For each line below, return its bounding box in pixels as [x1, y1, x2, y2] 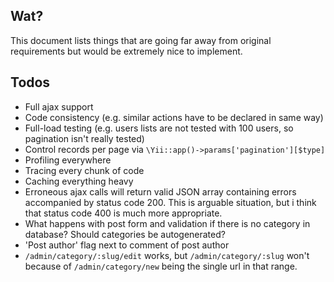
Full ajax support [24, 100, 94, 113]
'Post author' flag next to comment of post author [24, 239, 230, 251]
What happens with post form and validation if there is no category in [24, 217, 311, 229]
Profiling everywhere [24, 154, 112, 166]
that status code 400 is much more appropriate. [24, 207, 223, 219]
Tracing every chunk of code [24, 164, 145, 176]
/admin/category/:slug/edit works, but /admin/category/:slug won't [24, 249, 310, 261]
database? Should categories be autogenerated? [24, 228, 226, 240]
